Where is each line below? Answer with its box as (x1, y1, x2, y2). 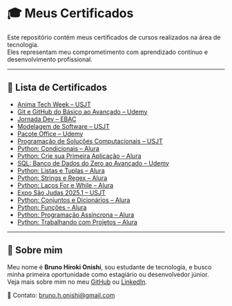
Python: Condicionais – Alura (17, 144, 100, 152)
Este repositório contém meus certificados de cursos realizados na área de (7, 33, 221, 42)
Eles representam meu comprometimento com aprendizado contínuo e (7, 48, 209, 56)
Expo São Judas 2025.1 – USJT (17, 188, 106, 197)
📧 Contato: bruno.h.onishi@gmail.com (7, 291, 115, 299)
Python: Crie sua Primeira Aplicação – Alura (17, 152, 142, 160)
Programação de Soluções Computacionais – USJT (17, 136, 164, 145)
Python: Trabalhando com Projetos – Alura (17, 217, 138, 226)
